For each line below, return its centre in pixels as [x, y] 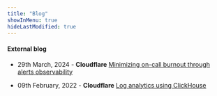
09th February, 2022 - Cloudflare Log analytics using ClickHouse [112, 85]
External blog [27, 49]
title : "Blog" [28, 14]
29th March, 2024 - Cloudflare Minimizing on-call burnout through [114, 64]
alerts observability [45, 72]
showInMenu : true [32, 20]
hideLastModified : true [42, 26]
